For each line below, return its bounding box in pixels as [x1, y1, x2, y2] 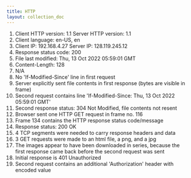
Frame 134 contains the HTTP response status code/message [15, 117, 164, 124]
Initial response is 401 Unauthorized [15, 154, 101, 161]
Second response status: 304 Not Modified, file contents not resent [15, 104, 177, 111]
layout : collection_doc [6, 14, 65, 20]
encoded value [15, 166, 51, 173]
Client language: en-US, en [15, 36, 80, 43]
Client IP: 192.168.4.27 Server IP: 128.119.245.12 [15, 42, 128, 50]
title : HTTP [6, 8, 36, 15]
